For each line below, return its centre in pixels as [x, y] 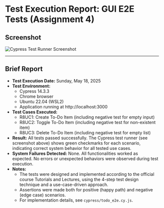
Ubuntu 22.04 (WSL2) [41, 102]
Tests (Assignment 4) [50, 19]
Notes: [19, 169]
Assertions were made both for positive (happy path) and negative [86, 189]
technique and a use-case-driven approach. [64, 185]
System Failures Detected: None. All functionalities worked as [75, 153]
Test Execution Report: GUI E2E [70, 9]
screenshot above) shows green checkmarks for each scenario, [76, 143]
